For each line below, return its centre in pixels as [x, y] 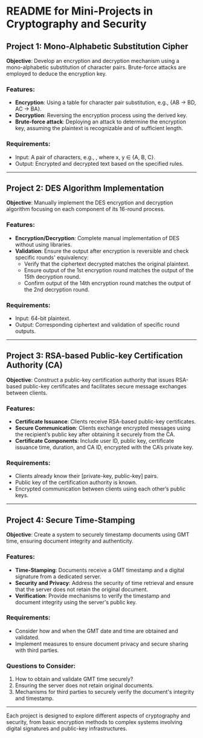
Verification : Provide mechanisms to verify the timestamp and [92, 596]
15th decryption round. [52, 276]
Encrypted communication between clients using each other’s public [100, 489]
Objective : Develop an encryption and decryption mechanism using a [93, 61]
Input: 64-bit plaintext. [43, 318]
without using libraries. [43, 244]
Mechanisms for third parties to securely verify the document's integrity [105, 692]
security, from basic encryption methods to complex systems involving [95, 722]
